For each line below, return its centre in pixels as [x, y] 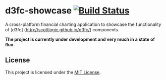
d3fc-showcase [38, 11]
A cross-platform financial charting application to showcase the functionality [83, 24]
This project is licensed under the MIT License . [53, 72]
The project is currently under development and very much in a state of [80, 39]
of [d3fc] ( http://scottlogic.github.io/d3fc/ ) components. [62, 29]
